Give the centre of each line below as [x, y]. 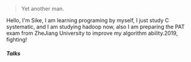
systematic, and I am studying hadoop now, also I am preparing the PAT [95, 27]
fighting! [17, 39]
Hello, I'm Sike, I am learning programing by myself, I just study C [88, 20]
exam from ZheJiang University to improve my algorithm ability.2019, [92, 33]
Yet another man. [43, 9]
